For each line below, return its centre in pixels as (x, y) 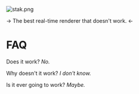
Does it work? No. (28, 61)
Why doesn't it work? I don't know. (49, 73)
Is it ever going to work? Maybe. (46, 84)
